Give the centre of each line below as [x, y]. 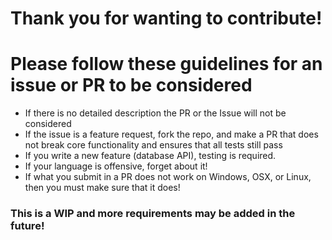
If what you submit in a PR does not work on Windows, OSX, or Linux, [168, 177]
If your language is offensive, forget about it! [116, 166]
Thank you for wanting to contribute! [166, 18]
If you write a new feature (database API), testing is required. [150, 156]
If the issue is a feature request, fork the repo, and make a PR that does [171, 134]
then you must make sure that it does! [102, 188]
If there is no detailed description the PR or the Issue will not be [155, 113]
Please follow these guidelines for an [166, 64]
